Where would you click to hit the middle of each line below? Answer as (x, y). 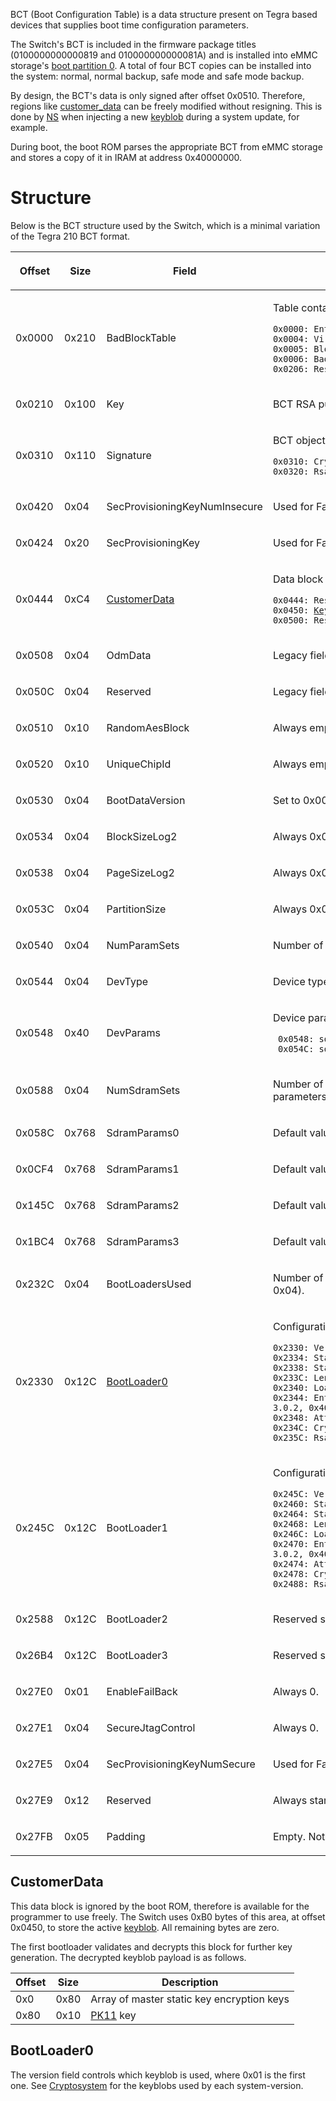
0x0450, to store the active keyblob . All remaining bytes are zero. (145, 1927)
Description (190, 1982)
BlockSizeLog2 (142, 836)
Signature (129, 455)
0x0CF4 (34, 1169)
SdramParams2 (143, 1205)
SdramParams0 (143, 1132)
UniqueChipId (139, 764)
